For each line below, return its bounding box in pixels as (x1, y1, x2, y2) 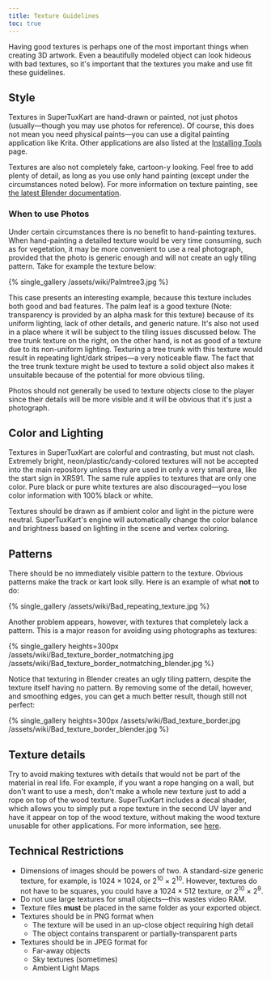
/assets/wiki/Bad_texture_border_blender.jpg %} (8, 724, 170, 734)
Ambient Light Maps (32, 963, 100, 973)
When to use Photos (8, 208, 90, 219)
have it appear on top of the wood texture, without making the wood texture (8, 813, 260, 822)
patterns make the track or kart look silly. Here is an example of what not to (8, 577, 260, 587)
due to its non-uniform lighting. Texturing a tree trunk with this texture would (8, 344, 263, 354)
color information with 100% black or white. (8, 491, 154, 500)
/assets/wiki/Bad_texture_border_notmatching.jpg (8, 650, 174, 660)
